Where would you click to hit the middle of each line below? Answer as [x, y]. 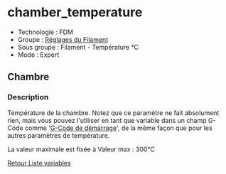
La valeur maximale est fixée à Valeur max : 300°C [81, 149]
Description [28, 97]
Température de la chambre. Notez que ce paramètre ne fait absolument [113, 113]
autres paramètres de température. [59, 135]
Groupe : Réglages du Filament [63, 39]
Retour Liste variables [39, 163]
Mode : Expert [38, 55]
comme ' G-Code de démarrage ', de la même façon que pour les [118, 128]
